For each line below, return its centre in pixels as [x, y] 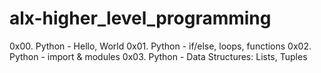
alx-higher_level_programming [140, 18]
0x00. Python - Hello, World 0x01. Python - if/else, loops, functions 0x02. [160, 46]
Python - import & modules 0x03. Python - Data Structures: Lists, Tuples [158, 56]
